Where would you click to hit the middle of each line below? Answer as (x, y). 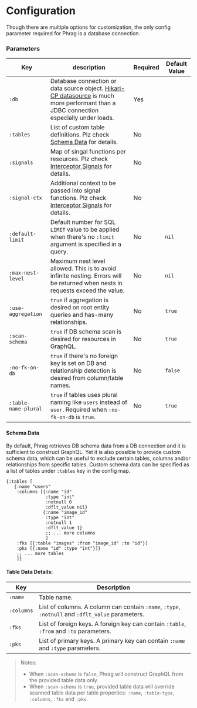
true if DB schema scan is (86, 332)
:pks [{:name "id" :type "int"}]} (59, 549)
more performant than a (83, 103)
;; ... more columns (70, 533)
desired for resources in (83, 339)
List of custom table (77, 128)
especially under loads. (82, 118)
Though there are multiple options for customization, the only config (89, 27)
